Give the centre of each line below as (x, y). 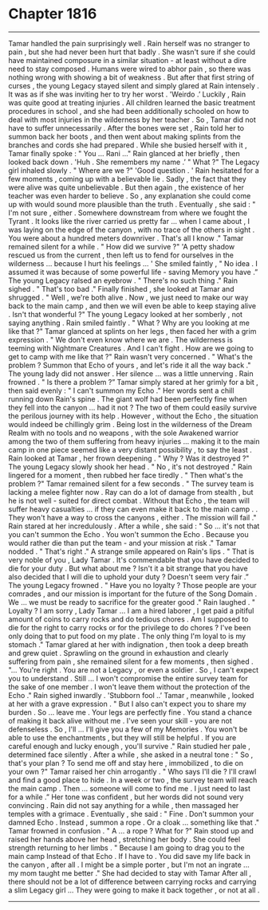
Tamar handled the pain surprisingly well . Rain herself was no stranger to (129, 43)
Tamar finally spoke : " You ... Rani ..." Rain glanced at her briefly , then (124, 153)
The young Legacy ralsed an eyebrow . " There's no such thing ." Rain (123, 280)
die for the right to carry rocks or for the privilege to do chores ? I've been (130, 627)
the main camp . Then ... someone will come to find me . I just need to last (130, 788)
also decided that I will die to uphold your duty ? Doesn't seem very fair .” (129, 577)
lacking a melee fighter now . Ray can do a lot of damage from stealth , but (131, 492)
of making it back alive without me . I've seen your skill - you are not (120, 720)
